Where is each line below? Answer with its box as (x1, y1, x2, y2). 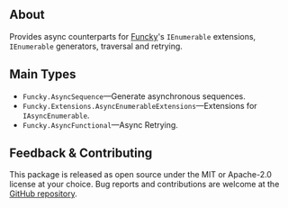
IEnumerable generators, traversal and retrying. (9, 41, 183, 51)
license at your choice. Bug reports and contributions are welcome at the (9, 179, 280, 190)
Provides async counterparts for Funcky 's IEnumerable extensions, (9, 31, 256, 41)
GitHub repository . (9, 188, 78, 199)
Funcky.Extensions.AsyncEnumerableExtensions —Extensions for (22, 100, 258, 111)
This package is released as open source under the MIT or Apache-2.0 (9, 169, 273, 180)
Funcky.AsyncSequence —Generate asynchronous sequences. (22, 90, 246, 102)
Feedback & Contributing (9, 146, 153, 161)
